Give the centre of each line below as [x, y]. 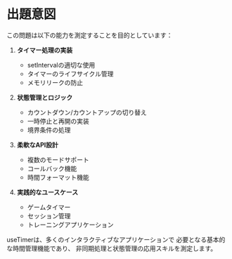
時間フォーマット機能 [58, 177]
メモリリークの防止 [55, 82]
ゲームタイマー [49, 207]
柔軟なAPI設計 [38, 145]
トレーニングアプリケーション [70, 225]
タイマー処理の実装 [45, 50]
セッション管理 [49, 215]
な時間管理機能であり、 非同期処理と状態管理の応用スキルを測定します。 [112, 248]
